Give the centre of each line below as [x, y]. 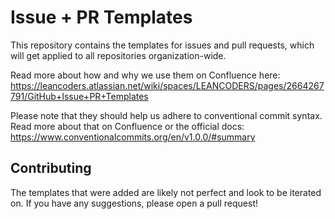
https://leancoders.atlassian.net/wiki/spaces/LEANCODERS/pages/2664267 [167, 85]
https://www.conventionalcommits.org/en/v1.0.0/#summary [133, 137]
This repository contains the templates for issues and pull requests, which [162, 45]
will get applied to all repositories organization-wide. [118, 55]
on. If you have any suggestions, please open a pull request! [134, 203]
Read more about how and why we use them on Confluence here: [145, 75]
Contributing [51, 168]
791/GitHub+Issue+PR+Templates [79, 96]
